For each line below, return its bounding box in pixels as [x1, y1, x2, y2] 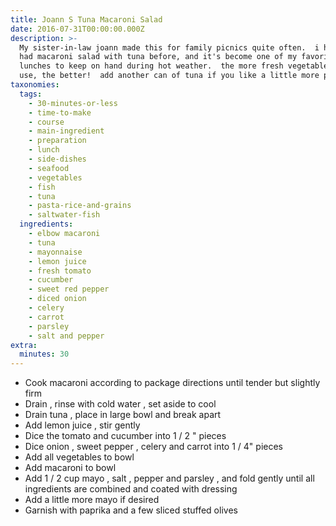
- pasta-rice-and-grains [28, 201, 132, 211]
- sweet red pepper [28, 284, 110, 295]
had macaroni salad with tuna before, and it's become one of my [19, 52, 298, 62]
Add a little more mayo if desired [24, 494, 160, 506]
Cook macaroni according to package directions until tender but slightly [24, 377, 321, 389]
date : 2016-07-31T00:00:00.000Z [10, 24, 145, 34]
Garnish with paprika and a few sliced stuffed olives [24, 504, 238, 516]
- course [28, 117, 65, 127]
